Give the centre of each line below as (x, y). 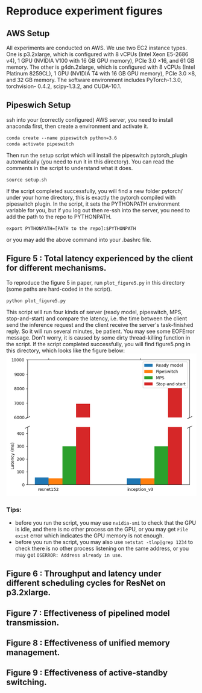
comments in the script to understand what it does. (70, 168)
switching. (27, 682)
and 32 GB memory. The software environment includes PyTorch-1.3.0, (94, 80)
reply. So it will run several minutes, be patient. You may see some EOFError (100, 331)
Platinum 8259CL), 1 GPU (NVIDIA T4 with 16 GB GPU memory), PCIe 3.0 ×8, (101, 73)
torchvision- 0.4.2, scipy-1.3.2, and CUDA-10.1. (64, 86)
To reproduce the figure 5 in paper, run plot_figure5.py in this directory (96, 282)
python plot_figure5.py (36, 301)
